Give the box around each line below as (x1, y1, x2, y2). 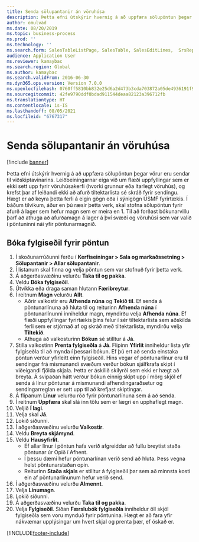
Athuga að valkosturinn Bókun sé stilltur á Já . (24, 336, 135, 342)
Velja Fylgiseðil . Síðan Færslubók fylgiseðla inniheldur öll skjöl (15, 505, 169, 512)
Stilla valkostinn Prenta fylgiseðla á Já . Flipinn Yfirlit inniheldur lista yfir (15, 342, 191, 349)
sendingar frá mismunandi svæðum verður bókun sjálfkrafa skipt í (15, 361, 175, 368)
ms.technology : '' (6, 42, 52, 48)
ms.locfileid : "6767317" (6, 113, 68, 119)
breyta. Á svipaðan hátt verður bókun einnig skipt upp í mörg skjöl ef (15, 373, 182, 380)
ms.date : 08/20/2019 (6, 25, 58, 31)
